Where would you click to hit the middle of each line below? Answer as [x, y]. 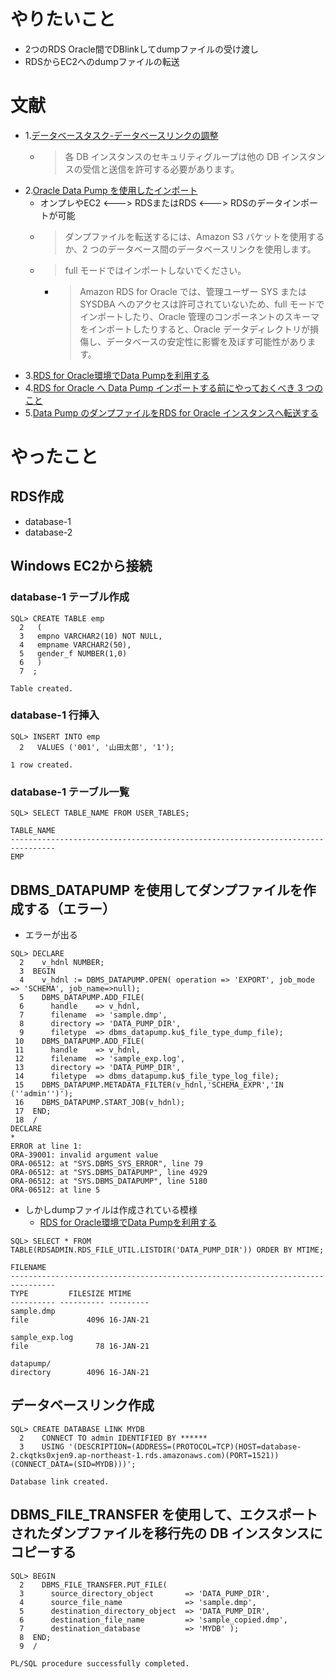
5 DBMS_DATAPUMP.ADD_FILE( [82, 997]
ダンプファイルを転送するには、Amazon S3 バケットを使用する [194, 236]
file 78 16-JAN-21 [80, 1346]
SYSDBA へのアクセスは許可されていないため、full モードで [202, 304]
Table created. [42, 688]
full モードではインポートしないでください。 [155, 270]
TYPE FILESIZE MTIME [71, 1293]
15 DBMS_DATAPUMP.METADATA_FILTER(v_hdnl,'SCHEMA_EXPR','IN [149, 1085]
